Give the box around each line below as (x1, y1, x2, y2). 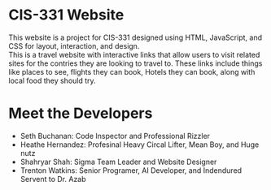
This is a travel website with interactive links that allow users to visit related (8, 50, 260, 59)
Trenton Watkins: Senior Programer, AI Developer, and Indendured (20, 165, 243, 175)
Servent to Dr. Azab (20, 174, 87, 184)
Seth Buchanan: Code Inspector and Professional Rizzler (20, 131, 210, 140)
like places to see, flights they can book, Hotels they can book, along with (8, 67, 256, 76)
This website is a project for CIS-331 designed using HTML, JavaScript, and (8, 32, 263, 42)
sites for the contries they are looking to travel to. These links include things (8, 58, 263, 68)
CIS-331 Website (8, 6, 125, 24)
